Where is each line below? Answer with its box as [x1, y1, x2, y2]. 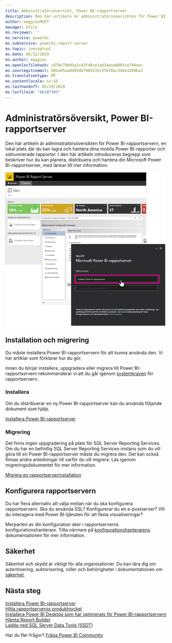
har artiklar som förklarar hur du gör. [5, 355, 82, 361]
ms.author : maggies [5, 57, 47, 62]
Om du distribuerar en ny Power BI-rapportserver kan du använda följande [5, 400, 162, 406]
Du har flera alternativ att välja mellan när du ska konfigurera [5, 500, 133, 506]
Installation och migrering [5, 336, 90, 345]
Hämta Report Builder [5, 616, 51, 622]
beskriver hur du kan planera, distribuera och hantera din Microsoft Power [5, 157, 162, 163]
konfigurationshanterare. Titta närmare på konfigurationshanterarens [5, 526, 150, 533]
